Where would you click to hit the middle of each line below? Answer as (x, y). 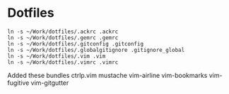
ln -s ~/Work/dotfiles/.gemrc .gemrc (63, 38)
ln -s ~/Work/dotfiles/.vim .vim (57, 56)
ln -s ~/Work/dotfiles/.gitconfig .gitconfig (75, 43)
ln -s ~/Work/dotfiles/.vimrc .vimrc (63, 62)
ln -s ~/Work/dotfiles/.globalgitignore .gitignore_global (96, 50)
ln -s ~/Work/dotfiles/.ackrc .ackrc (63, 32)
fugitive (18, 83)
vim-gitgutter (50, 83)
